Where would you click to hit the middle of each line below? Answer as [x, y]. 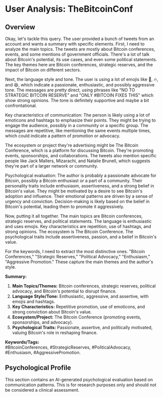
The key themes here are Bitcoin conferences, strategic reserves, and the [79, 65]
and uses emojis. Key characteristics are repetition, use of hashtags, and [78, 226]
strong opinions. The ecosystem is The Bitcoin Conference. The [69, 231]
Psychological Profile [38, 368]
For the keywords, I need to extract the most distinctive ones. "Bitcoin [75, 251]
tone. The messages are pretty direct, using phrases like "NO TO [70, 90]
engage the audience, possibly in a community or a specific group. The [77, 125]
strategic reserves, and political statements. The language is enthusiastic [79, 221]
